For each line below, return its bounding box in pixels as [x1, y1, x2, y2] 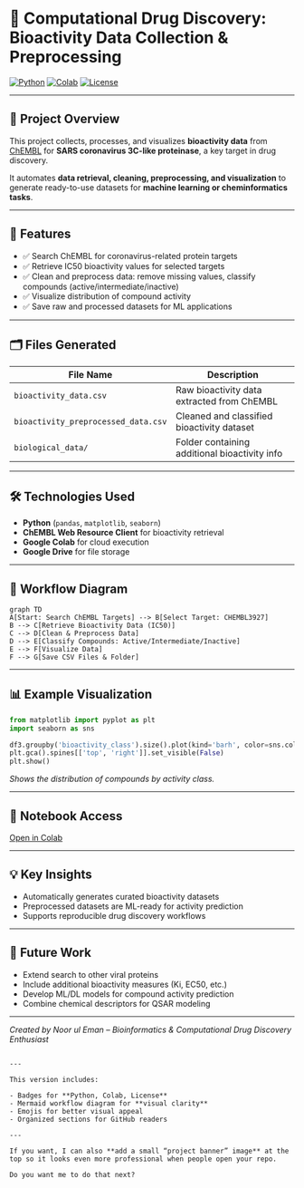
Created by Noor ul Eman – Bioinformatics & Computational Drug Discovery [9, 1024, 292, 1035]
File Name [68, 369, 113, 382]
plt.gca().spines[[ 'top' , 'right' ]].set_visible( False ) [9, 749, 224, 758]
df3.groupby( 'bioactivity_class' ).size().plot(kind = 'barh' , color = [9, 740, 270, 749]
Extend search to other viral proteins [22, 969, 159, 980]
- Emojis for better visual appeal [9, 1106, 144, 1116]
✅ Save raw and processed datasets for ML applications [22, 301, 233, 312]
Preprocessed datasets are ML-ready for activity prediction [22, 901, 244, 912]
